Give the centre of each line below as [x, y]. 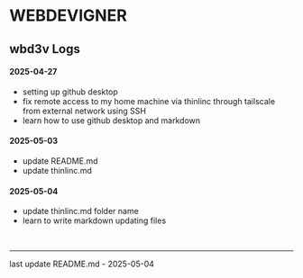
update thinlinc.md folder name [81, 211]
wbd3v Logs [45, 49]
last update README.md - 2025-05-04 [82, 264]
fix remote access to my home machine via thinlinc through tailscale [149, 101]
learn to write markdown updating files [94, 220]
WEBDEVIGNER [69, 16]
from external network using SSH [84, 111]
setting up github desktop [70, 92]
